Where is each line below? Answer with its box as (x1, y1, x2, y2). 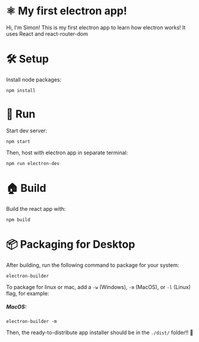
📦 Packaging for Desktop (6, 237, 135, 251)
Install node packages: (6, 76, 62, 83)
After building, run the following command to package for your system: (6, 261, 179, 269)
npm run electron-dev (6, 160, 60, 166)
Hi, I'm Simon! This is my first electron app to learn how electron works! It (6, 24, 186, 31)
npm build (6, 216, 31, 223)
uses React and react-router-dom (6, 30, 88, 37)
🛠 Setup (6, 52, 49, 66)
